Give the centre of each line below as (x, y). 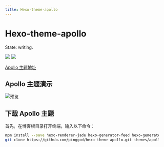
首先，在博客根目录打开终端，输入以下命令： (50, 126)
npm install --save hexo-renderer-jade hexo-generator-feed (68, 135)
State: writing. (19, 47)
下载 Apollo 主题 (30, 113)
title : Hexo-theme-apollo (31, 9)
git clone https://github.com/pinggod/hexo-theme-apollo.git (69, 140)
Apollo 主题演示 (29, 84)
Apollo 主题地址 (21, 67)
